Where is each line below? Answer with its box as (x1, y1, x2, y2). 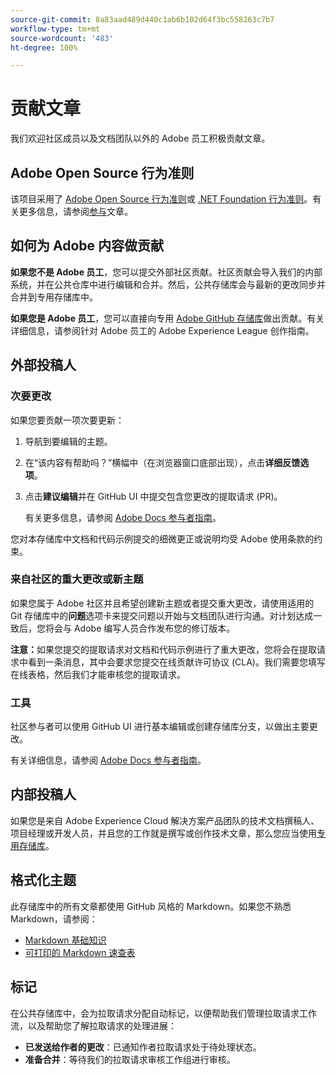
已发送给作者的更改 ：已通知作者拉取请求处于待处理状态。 (24, 1041, 262, 1053)
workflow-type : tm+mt (10, 24, 101, 34)
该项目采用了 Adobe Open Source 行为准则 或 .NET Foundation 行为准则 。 (10, 193, 313, 205)
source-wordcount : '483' (10, 33, 114, 43)
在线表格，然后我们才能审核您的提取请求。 (10, 668, 186, 680)
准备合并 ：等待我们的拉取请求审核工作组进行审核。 (24, 1053, 236, 1065)
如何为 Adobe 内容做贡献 (10, 237, 165, 255)
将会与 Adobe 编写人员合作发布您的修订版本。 (44, 622, 236, 634)
